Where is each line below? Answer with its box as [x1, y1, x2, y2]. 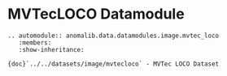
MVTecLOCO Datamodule [7, 5, 185, 23]
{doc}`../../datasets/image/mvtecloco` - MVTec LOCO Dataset [7, 60, 220, 68]
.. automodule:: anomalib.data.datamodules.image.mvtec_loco [7, 32, 220, 40]
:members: [18, 38, 52, 47]
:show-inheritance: [18, 45, 85, 53]
